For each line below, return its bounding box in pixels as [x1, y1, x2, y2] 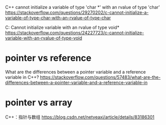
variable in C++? [5, 74, 39, 80]
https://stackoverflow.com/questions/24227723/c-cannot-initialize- [5, 30, 145, 35]
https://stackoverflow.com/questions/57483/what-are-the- [39, 74, 161, 80]
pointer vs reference [5, 52, 92, 64]
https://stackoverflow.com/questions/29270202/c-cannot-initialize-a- [5, 9, 149, 15]
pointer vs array [5, 97, 73, 109]
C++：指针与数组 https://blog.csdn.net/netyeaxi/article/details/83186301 [5, 114, 155, 120]
